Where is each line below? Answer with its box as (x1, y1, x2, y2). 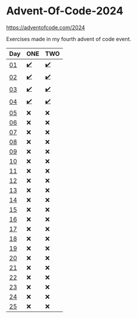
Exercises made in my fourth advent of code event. (6, 35, 132, 42)
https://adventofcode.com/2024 (6, 24, 85, 31)
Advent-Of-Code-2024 (6, 4, 124, 18)
